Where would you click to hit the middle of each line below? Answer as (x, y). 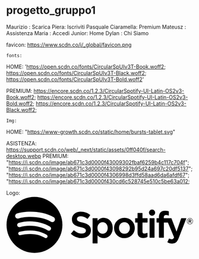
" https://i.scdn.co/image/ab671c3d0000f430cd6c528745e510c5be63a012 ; (98, 181)
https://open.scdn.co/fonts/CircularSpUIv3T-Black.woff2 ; (76, 73)
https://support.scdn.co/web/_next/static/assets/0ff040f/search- (86, 149)
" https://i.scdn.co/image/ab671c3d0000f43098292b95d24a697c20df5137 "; (99, 168)
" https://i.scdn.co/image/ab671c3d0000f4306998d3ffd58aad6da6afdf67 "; (98, 175)
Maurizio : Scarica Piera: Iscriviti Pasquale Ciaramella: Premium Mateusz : (96, 27)
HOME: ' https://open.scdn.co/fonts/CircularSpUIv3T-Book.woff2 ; (86, 67)
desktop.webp (24, 156)
